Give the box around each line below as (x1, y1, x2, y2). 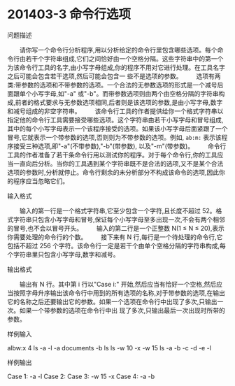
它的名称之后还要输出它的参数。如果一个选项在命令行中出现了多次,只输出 (7, 297, 218, 306)
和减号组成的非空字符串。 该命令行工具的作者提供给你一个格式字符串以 (7, 106, 224, 115)
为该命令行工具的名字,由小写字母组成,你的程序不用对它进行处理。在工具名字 (7, 63, 226, 71)
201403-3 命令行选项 (7, 6, 131, 22)
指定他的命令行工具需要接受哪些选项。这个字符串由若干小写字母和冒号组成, (7, 115, 224, 124)
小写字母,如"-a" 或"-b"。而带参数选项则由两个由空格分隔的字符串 (31, 89, 219, 98)
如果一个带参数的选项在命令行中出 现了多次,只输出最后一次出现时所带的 (19, 306, 225, 315)
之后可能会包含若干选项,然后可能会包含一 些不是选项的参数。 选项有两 (7, 71, 221, 80)
